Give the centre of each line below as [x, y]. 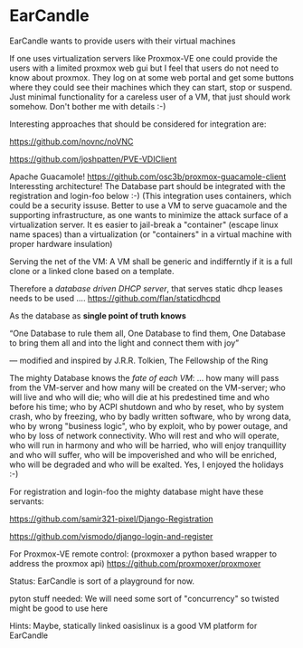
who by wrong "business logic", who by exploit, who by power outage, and [149, 425]
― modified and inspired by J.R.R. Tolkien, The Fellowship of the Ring [139, 360]
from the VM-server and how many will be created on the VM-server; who [148, 387]
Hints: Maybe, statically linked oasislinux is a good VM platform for [133, 625]
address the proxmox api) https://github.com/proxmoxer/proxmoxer [135, 563]
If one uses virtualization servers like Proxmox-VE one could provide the [143, 58]
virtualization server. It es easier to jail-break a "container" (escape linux [144, 224]
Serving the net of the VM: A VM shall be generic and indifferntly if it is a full [151, 261]
